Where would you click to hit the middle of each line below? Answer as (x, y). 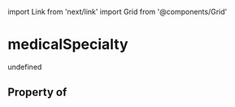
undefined (25, 66)
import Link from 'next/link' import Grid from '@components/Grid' (117, 12)
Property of (37, 92)
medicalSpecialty (68, 45)
